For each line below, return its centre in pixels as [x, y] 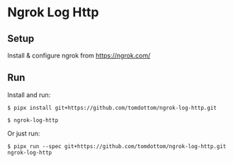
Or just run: [24, 133]
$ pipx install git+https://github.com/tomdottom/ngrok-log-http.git [112, 108]
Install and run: [29, 95]
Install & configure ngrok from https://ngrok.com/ [79, 55]
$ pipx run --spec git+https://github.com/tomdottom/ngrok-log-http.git [117, 146]
